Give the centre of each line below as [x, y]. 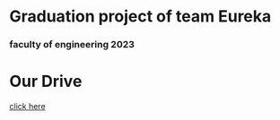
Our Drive [46, 81]
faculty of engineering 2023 [72, 45]
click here [28, 107]
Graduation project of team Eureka [140, 17]
